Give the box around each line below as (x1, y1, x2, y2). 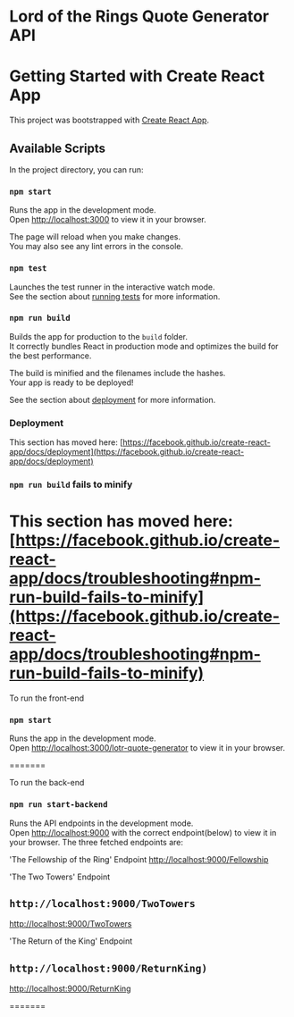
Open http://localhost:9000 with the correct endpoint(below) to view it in (9, 827, 277, 837)
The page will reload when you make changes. (9, 231, 181, 242)
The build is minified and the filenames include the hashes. (9, 367, 226, 378)
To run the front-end (9, 693, 85, 703)
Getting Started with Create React (9, 66, 265, 87)
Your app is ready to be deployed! (9, 377, 134, 388)
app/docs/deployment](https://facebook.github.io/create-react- (9, 447, 244, 458)
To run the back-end (9, 777, 85, 788)
